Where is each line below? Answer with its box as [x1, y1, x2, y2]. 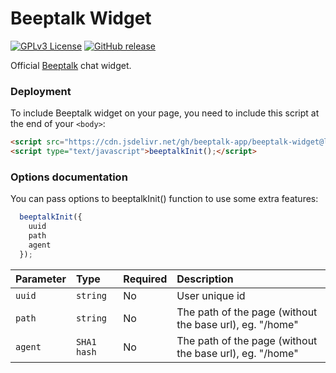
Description [176, 272, 234, 286]
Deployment [10, 84, 72, 98]
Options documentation [10, 170, 128, 184]
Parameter [15, 272, 67, 286]
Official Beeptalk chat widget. [10, 59, 132, 71]
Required [123, 272, 168, 286]
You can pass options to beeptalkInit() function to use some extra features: [10, 193, 319, 205]
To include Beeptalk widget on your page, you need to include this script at [10, 107, 320, 119]
